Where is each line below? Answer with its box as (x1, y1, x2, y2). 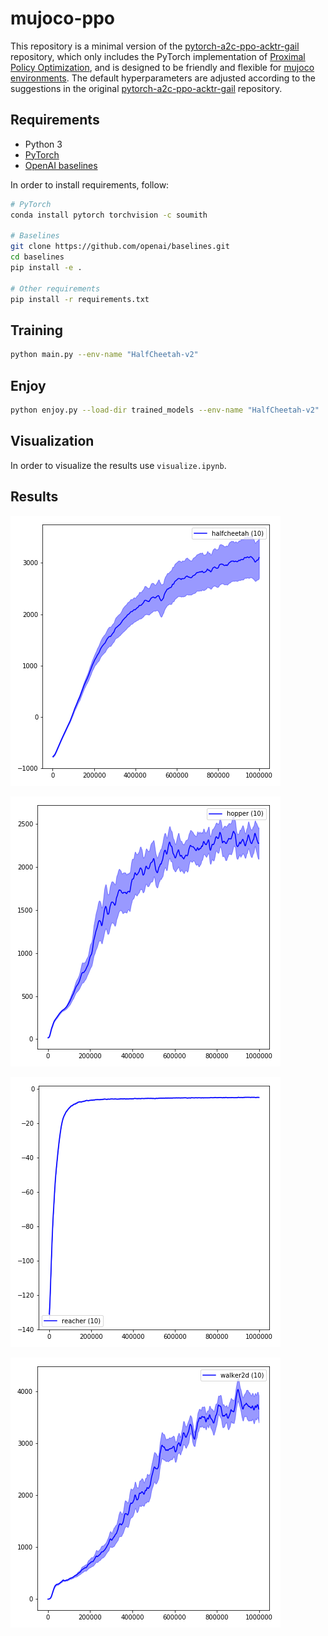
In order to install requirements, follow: (10, 178, 170, 191)
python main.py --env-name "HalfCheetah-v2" (10, 350, 199, 360)
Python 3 (24, 138, 63, 150)
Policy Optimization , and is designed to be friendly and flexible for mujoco (10, 61, 315, 73)
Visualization (10, 433, 95, 450)
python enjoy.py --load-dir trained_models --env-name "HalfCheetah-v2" (10, 405, 320, 415)
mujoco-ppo (10, 7, 115, 30)
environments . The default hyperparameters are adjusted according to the (10, 72, 317, 84)
